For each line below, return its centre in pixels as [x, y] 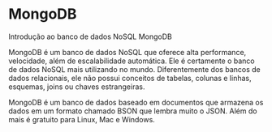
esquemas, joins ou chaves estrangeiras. [77, 87]
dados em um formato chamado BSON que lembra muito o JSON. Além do [133, 111]
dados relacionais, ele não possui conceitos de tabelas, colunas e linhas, [130, 78]
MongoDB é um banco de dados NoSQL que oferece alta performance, [127, 52]
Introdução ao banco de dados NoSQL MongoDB [91, 36]
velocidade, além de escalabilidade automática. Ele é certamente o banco [132, 61]
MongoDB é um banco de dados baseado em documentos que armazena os [136, 102]
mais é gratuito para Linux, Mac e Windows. [82, 119]
